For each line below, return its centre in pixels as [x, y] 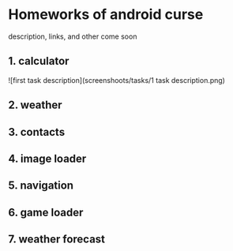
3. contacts [37, 132]
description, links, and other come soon [73, 36]
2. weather [35, 105]
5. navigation [41, 186]
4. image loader [47, 158]
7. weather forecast [56, 240]
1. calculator [39, 61]
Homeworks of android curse [106, 15]
